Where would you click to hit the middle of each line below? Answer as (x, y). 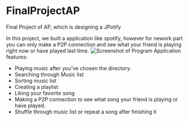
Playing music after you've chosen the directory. (73, 68)
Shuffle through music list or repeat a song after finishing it (85, 112)
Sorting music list (35, 81)
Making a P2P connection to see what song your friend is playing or (96, 99)
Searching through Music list (49, 74)
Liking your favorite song (44, 93)
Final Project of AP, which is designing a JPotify (63, 27)
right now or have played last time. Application (94, 50)
